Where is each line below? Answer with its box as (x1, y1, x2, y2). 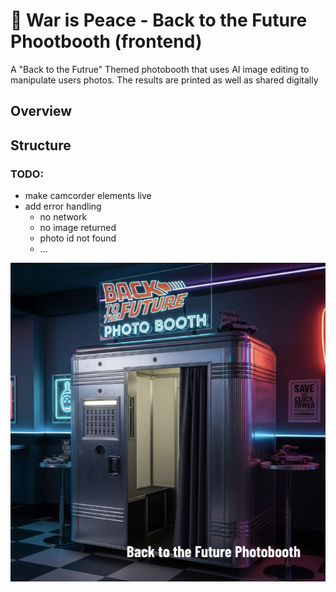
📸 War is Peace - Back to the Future (10, 9, 308, 32)
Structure (10, 137, 72, 154)
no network (39, 211, 88, 223)
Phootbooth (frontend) (10, 30, 203, 53)
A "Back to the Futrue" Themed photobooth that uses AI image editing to (10, 63, 310, 75)
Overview (10, 103, 73, 120)
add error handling (24, 200, 102, 213)
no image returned (39, 222, 117, 234)
